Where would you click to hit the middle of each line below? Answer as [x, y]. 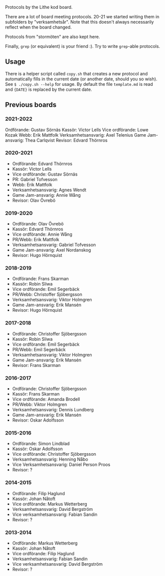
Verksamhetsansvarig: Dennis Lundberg [53, 409]
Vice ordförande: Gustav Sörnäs [45, 174]
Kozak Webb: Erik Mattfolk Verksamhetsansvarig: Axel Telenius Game [76, 135]
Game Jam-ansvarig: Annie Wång [47, 195]
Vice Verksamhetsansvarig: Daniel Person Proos [61, 465]
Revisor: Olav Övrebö [34, 200]
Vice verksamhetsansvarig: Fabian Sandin [55, 514]
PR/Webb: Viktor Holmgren [40, 404]
